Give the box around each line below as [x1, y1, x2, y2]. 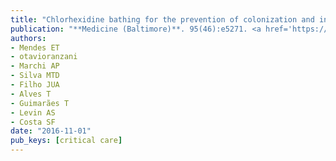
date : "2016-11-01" [10, 126, 92, 136]
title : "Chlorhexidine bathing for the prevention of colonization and [10, 14, 315, 25]
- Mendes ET [10, 42, 60, 53]
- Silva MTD [10, 71, 60, 81]
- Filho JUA [10, 80, 60, 90]
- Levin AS [10, 107, 56, 118]
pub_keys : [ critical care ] [10, 136, 123, 146]
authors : [10, 33, 47, 43]
